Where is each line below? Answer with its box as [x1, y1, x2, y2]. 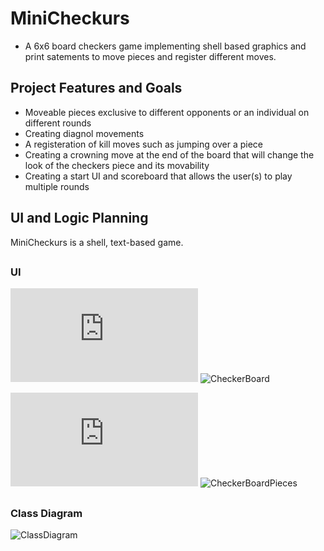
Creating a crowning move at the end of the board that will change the [24, 148, 315, 161]
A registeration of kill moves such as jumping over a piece [24, 138, 263, 150]
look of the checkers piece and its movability [24, 159, 210, 171]
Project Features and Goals [10, 80, 183, 97]
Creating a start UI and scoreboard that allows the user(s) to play [24, 170, 293, 182]
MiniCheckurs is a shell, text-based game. [10, 236, 184, 248]
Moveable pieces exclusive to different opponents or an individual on [24, 106, 310, 118]
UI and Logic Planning [10, 210, 149, 227]
